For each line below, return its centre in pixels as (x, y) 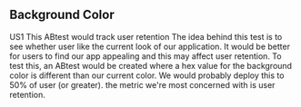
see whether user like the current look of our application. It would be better (150, 46)
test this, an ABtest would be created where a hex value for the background (151, 65)
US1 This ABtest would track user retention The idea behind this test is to (146, 36)
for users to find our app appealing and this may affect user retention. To (145, 56)
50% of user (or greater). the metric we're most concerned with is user (142, 84)
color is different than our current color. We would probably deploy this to (147, 75)
